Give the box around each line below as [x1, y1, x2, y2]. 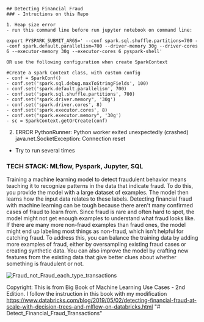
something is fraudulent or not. [6, 260, 84, 268]
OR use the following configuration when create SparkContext [6, 59, 168, 65]
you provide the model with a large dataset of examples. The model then [6, 189, 189, 196]
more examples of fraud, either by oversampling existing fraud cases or [6, 241, 186, 248]
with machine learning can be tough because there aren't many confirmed [6, 202, 194, 209]
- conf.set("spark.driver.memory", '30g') [6, 96, 116, 102]
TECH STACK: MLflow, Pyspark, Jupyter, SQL [6, 162, 144, 170]
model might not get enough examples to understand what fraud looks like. [6, 215, 195, 222]
